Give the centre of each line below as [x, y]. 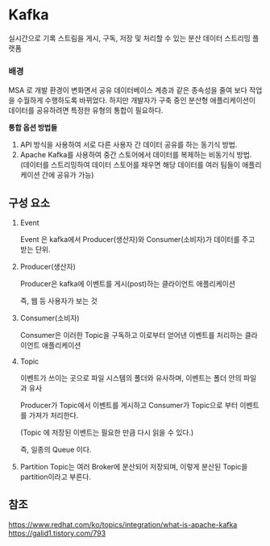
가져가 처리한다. [54, 415]
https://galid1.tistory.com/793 [57, 533]
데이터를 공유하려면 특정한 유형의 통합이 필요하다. [86, 110]
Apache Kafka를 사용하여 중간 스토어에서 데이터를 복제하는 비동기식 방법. [136, 155]
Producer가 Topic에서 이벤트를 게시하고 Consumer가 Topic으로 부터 [129, 406]
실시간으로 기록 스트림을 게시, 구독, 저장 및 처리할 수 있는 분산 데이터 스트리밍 [130, 38]
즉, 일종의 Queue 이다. [56, 450]
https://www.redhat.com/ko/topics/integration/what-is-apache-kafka [123, 524]
